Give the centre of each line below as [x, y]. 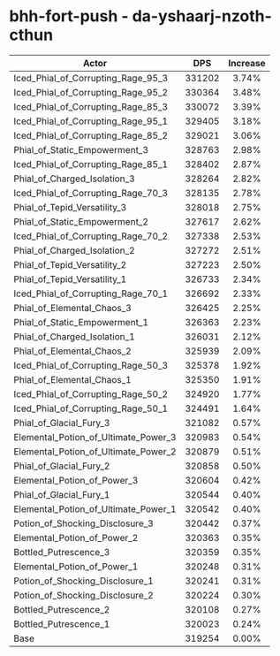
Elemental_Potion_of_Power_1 [76, 566]
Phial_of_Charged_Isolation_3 [74, 179]
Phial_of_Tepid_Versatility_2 [70, 264]
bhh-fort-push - [69, 16]
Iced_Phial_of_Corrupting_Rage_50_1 [91, 408]
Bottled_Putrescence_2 [62, 609]
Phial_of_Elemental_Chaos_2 [73, 351]
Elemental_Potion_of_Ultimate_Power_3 [95, 437]
